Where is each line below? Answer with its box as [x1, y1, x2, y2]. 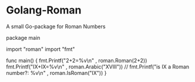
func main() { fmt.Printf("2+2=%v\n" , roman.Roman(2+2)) [6, 57, 147, 64]
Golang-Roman [6, 4, 82, 17]
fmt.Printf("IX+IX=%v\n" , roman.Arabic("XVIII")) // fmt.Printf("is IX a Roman [6, 63, 190, 70]
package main [6, 34, 41, 41]
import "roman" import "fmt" [6, 45, 75, 53]
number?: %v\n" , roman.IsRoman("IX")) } [6, 69, 107, 76]
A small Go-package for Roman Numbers [6, 23, 106, 30]
